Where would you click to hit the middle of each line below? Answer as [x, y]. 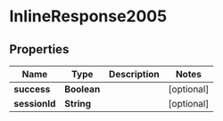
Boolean [83, 89]
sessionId [35, 104]
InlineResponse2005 [88, 16]
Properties [39, 49]
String [78, 104]
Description [134, 74]
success [32, 89]
